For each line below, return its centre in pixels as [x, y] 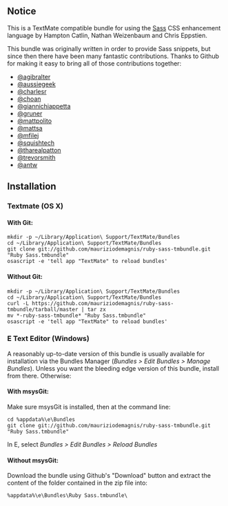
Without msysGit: [33, 460]
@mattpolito [34, 121]
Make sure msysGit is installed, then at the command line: [89, 407]
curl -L [18, 303]
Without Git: [25, 276]
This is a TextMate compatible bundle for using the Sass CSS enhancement [114, 28]
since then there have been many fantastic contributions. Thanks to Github [113, 56]
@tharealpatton [39, 150]
